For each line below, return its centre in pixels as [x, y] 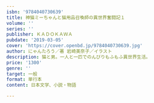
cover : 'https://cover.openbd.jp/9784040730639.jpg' [75, 46]
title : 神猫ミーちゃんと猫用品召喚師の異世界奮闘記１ [66, 18]
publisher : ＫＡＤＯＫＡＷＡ [40, 35]
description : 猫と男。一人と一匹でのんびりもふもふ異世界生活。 [79, 57]
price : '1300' [24, 62]
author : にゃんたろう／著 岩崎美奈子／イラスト [59, 51]
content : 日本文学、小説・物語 [41, 85]
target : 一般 [22, 74]
